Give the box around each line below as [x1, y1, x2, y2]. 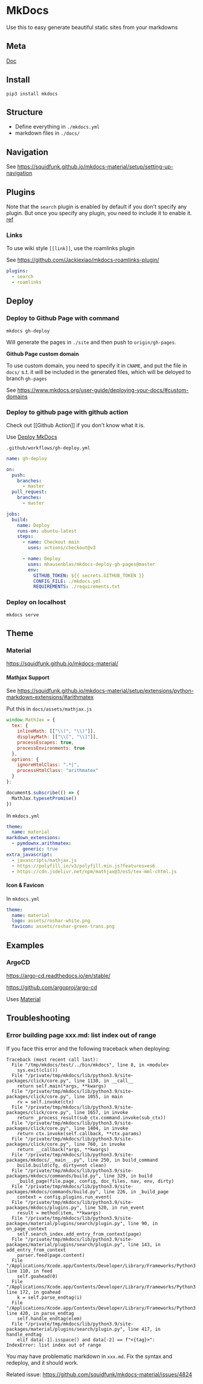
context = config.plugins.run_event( [17, 1194, 112, 1200]
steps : [17, 533, 34, 539]
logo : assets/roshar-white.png [11, 918, 91, 924]
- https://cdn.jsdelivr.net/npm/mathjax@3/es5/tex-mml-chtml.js [11, 868, 177, 875]
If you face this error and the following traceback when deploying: [6, 1044, 171, 1052]
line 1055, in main [73, 1093, 123, 1099]
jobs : [6, 511, 20, 517]
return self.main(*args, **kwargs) [17, 1083, 107, 1089]
